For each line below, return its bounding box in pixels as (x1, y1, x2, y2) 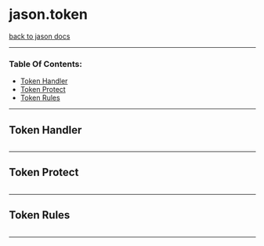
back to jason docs (9, 31, 71, 41)
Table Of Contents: (9, 58, 83, 69)
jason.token (9, 6, 89, 24)
